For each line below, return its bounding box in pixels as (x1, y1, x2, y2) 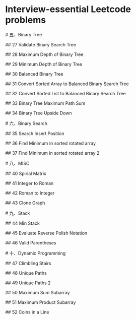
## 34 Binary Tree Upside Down (5, 110, 72, 116)
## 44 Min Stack (5, 220, 40, 226)
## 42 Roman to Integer (5, 190, 55, 196)
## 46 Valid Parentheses (5, 239, 56, 245)
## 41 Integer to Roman (5, 180, 54, 186)
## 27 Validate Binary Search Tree (5, 41, 77, 47)
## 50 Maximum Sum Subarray (5, 289, 70, 295)
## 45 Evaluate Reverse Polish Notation (5, 230, 88, 236)
